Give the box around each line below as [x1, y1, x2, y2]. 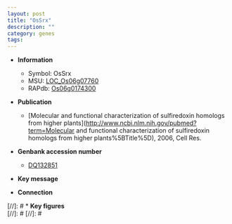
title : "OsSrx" [7, 17, 52, 24]
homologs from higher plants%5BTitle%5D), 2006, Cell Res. [27, 134, 202, 143]
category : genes [7, 29, 55, 37]
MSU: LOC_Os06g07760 [27, 77, 99, 85]
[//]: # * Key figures [7, 202, 65, 211]
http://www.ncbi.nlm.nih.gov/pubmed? [85, 119, 197, 127]
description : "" [7, 23, 55, 30]
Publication [17, 98, 52, 106]
